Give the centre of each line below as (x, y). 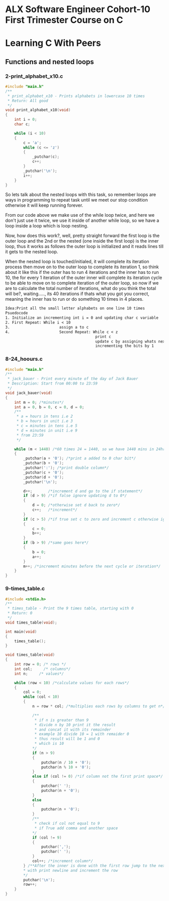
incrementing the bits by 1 (125, 346)
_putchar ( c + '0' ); (44, 472)
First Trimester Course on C (64, 20)
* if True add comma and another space (76, 828)
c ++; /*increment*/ (55, 510)
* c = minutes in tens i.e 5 (47, 426)
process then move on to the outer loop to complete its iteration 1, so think (82, 267)
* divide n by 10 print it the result (75, 725)
